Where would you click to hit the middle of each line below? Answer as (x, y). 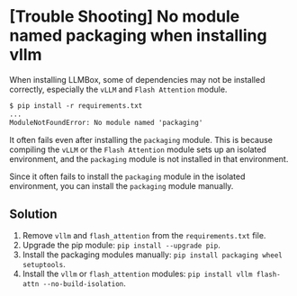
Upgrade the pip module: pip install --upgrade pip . (121, 246)
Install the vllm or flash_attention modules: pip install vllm (137, 274)
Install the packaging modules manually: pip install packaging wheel (153, 255)
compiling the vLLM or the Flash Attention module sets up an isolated (138, 149)
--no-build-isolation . (84, 283)
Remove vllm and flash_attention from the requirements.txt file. (144, 236)
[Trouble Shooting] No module (125, 17)
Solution (33, 214)
